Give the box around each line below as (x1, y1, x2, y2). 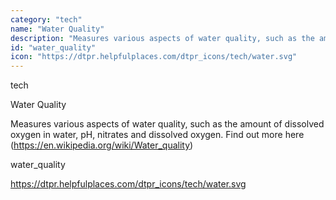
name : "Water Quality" (10, 24, 105, 34)
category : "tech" (10, 14, 83, 25)
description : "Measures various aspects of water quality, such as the (10, 33, 315, 43)
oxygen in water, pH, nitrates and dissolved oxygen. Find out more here (10, 129, 305, 141)
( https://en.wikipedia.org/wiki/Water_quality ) (10, 139, 194, 151)
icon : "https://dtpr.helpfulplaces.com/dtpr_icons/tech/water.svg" (10, 52, 298, 62)
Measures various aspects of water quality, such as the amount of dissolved (10, 118, 325, 130)
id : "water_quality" (10, 42, 97, 53)
